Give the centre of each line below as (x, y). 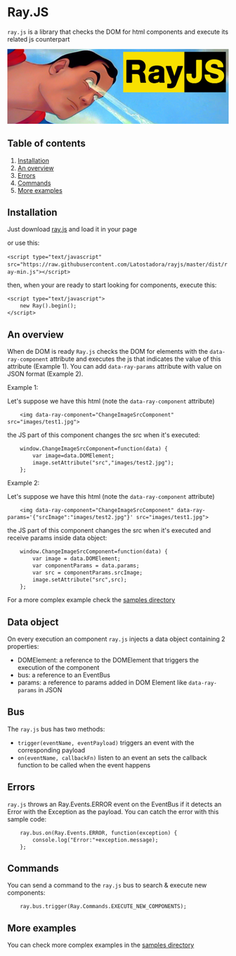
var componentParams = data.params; (86, 566)
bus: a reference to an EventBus (64, 675)
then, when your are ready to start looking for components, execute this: (112, 285)
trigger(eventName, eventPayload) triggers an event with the (106, 742)
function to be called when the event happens (84, 765)
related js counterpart (39, 39)
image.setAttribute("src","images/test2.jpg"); (103, 463)
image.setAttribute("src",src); (80, 580)
